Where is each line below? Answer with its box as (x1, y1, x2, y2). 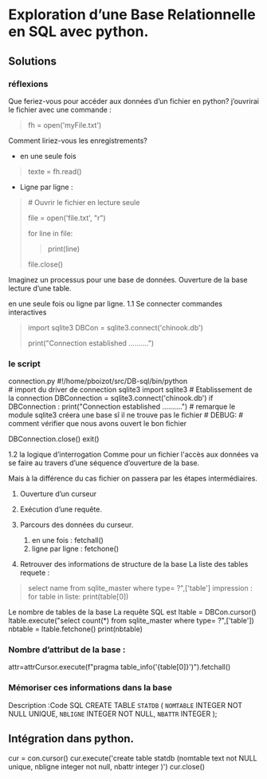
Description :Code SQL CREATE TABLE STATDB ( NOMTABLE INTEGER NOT (8, 700, 243, 710)
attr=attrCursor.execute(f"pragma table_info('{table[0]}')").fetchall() (8, 662, 231, 672)
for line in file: (27, 228, 73, 238)
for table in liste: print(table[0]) (27, 592, 129, 602)
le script (8, 358, 41, 369)
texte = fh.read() (27, 166, 82, 176)
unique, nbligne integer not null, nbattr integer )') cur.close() (8, 761, 206, 771)
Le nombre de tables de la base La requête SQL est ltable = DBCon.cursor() (8, 607, 257, 617)
